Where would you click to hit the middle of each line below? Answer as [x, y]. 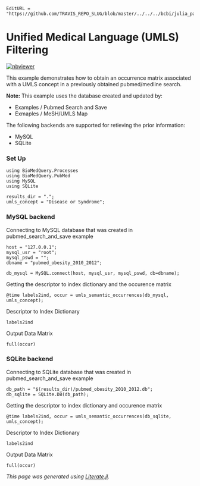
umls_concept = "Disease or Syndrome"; [56, 202]
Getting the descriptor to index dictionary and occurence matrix [84, 405]
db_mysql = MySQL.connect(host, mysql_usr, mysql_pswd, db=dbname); [93, 273]
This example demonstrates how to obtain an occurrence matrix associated [99, 78]
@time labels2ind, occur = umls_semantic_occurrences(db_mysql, [87, 295]
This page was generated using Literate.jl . [58, 476]
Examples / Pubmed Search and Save [61, 107]
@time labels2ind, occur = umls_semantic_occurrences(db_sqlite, [89, 416]
